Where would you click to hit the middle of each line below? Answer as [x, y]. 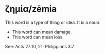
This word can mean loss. [38, 37]
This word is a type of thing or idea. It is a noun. [53, 22]
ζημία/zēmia [31, 9]
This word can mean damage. [42, 32]
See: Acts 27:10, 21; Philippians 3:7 [40, 46]
